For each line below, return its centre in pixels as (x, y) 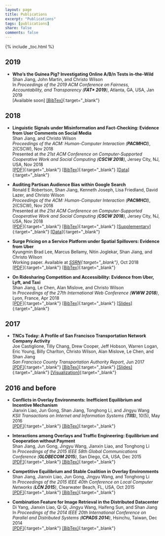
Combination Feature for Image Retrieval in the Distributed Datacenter (85, 502)
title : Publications (26, 14)
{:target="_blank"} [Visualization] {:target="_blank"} (64, 373)
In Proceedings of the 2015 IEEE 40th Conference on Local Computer (82, 482)
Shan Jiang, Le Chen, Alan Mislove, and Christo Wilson (68, 287)
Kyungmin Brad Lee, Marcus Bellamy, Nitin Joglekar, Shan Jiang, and (82, 252)
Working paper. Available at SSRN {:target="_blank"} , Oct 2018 (75, 262)
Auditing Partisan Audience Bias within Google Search (69, 184)
